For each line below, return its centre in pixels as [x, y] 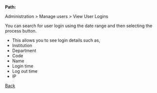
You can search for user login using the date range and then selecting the [79, 26]
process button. [21, 31]
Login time [23, 66]
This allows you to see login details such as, [56, 40]
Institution [22, 45]
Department [24, 51]
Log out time [25, 71]
